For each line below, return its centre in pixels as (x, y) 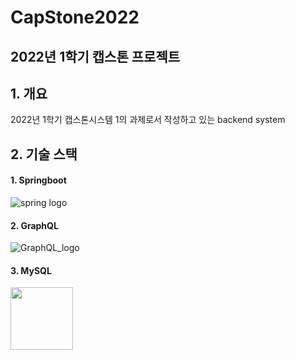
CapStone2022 (75, 17)
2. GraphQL (34, 225)
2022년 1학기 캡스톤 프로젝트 (95, 56)
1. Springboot (38, 180)
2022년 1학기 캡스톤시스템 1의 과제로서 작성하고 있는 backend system (148, 120)
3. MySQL (31, 270)
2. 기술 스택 (44, 154)
